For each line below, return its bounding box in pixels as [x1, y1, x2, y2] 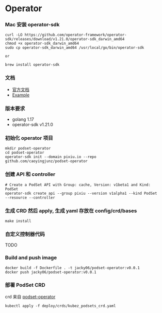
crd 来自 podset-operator [5, 294, 56, 299]
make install [5, 219, 32, 223]
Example [12, 92, 30, 98]
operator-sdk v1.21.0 [12, 122, 53, 128]
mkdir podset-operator [5, 146, 51, 151]
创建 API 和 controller [5, 171, 56, 178]
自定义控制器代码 [5, 231, 45, 238]
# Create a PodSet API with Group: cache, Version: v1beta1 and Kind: [5, 182, 151, 187]
